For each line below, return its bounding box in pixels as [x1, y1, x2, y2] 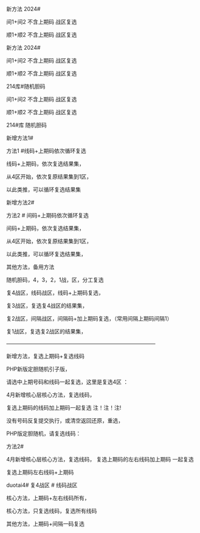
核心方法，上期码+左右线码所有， [6, 494, 90, 501]
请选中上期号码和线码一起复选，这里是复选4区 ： [6, 378, 129, 385]
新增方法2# [6, 199, 35, 206]
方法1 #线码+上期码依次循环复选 [6, 148, 86, 154]
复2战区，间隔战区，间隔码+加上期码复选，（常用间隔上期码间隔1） [6, 315, 173, 322]
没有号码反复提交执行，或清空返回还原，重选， [6, 417, 123, 424]
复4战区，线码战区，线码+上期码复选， [6, 289, 105, 296]
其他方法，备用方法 [6, 263, 55, 270]
